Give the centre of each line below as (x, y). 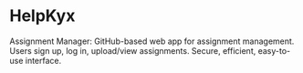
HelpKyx (42, 16)
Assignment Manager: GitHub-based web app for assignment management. (152, 41)
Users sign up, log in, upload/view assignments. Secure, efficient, (133, 50)
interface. (43, 60)
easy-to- (274, 50)
